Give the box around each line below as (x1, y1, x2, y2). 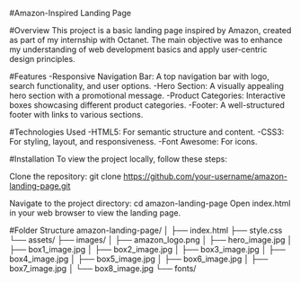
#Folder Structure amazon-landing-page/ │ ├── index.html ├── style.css (9, 225, 283, 235)
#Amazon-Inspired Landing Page (9, 8, 132, 18)
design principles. (9, 54, 75, 64)
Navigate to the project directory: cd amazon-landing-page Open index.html (9, 198, 291, 208)
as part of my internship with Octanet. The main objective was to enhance (9, 35, 283, 45)
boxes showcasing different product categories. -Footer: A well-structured (9, 100, 285, 111)
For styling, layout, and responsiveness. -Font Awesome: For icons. (9, 137, 258, 146)
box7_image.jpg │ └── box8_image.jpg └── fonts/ (9, 263, 197, 273)
